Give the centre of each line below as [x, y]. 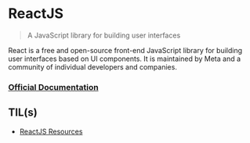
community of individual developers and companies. [93, 66]
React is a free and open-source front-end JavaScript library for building [125, 50]
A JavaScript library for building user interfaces [104, 35]
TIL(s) [23, 113]
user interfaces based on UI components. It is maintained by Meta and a [125, 59]
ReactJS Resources [51, 131]
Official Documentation [54, 87]
